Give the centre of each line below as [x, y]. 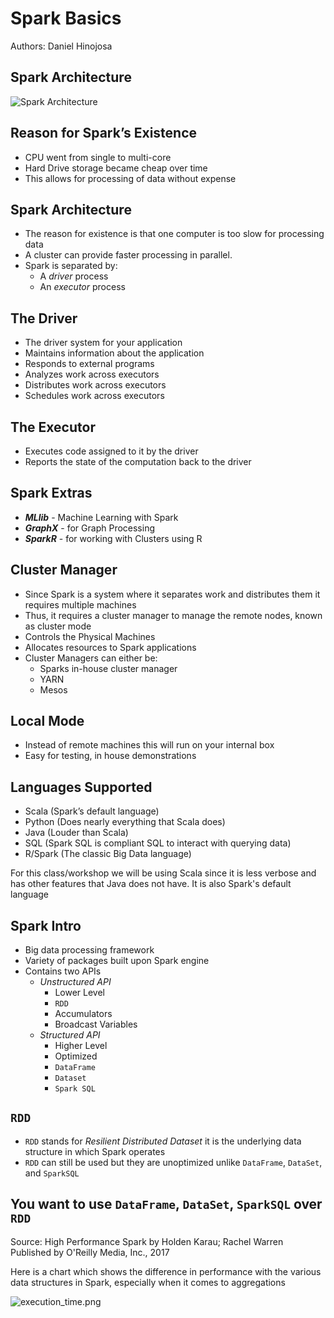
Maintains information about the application [114, 353]
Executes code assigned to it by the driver [111, 451]
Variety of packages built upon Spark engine [117, 961]
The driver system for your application [103, 343]
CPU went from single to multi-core [98, 157]
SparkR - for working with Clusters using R [113, 538]
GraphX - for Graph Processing [90, 528]
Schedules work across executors [94, 396]
